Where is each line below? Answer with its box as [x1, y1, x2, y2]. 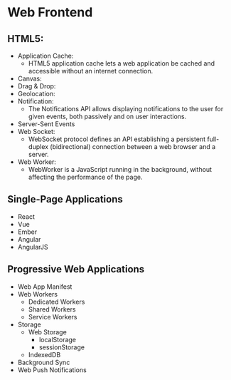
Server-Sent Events [17, 120, 75, 128]
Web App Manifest [17, 282, 72, 291]
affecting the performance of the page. [28, 173, 143, 181]
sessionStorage [38, 343, 85, 351]
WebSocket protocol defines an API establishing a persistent [28, 135, 206, 143]
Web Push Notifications [17, 365, 87, 374]
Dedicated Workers [28, 297, 85, 306]
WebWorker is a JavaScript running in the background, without [28, 165, 212, 173]
